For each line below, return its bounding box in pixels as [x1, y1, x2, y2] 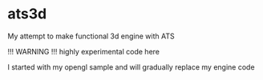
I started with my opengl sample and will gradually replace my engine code [7, 62, 255, 72]
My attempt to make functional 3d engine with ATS [7, 31, 175, 41]
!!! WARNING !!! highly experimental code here [7, 46, 160, 56]
